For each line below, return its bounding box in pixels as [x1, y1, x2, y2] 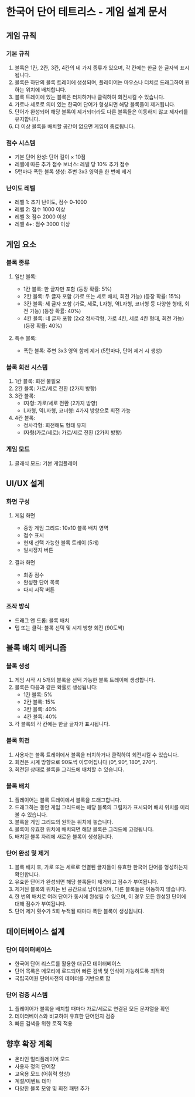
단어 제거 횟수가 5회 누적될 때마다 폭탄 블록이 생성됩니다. [14, 908, 145, 915]
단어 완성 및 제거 [6, 849, 49, 857]
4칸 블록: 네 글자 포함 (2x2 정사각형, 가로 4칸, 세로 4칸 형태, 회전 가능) [23, 315, 184, 322]
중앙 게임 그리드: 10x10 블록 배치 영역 [23, 524, 109, 531]
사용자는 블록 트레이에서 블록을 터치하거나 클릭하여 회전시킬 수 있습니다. [14, 751, 179, 758]
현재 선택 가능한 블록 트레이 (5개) [23, 539, 100, 546]
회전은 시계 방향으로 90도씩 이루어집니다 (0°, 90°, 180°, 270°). [14, 758, 158, 765]
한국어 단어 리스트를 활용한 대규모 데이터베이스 [14, 960, 121, 967]
